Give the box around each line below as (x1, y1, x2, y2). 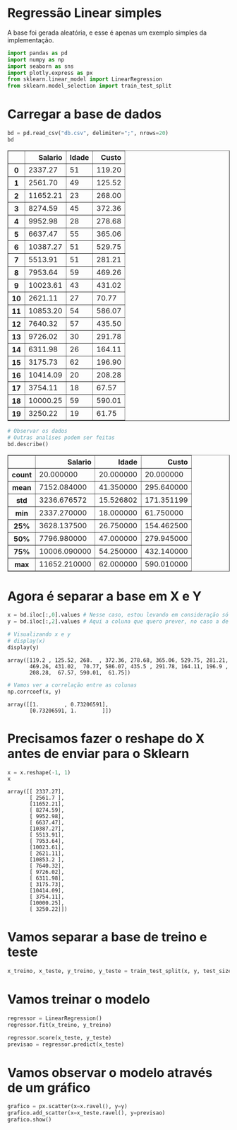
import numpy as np (7, 56, 65, 63)
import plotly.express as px (7, 69, 93, 76)
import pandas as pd (7, 49, 68, 57)
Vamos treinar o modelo (7, 991, 150, 1008)
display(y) (7, 643, 39, 651)
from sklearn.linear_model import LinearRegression (7, 76, 162, 83)
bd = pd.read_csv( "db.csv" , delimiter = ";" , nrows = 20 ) (7, 129, 169, 137)
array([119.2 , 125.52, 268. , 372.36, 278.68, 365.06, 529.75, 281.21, (7, 656, 229, 664)
